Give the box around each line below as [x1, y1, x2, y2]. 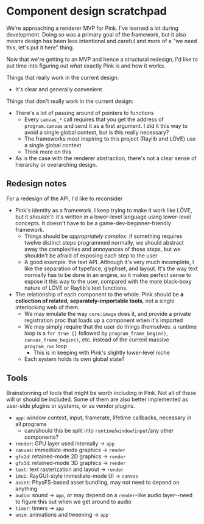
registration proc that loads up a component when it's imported [24, 316, 183, 324]
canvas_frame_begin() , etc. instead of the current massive [24, 336, 169, 343]
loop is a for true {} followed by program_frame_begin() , [24, 329, 168, 337]
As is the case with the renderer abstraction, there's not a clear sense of [15, 154, 197, 162]
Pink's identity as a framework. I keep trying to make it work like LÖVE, [15, 206, 192, 214]
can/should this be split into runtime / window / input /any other [24, 427, 174, 434]
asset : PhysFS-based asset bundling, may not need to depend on [15, 478, 180, 486]
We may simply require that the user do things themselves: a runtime [24, 323, 197, 330]
